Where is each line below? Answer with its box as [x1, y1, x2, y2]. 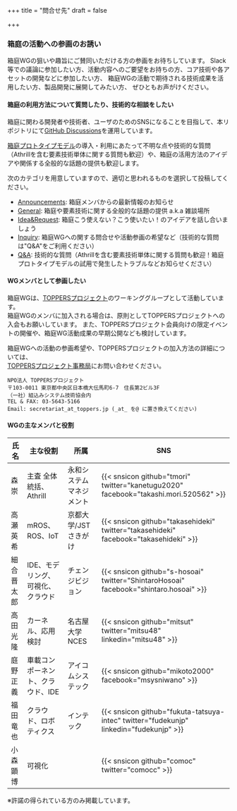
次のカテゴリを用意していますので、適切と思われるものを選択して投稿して [7, 173, 223, 182]
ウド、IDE [27, 686, 60, 696]
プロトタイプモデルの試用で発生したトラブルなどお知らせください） [17, 259, 216, 268]
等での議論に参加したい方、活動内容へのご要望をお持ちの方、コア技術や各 [7, 66, 224, 74]
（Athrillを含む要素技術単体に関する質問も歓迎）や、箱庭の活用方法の [7, 150, 209, 159]
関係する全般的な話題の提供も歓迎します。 [19, 159, 143, 167]
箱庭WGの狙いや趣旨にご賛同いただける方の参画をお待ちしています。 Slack [7, 56, 226, 65]
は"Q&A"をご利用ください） [17, 242, 99, 250]
